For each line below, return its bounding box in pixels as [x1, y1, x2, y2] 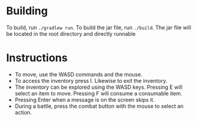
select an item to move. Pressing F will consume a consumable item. [14, 89, 183, 97]
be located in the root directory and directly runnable [6, 30, 136, 37]
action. [14, 108, 32, 116]
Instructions [6, 51, 68, 65]
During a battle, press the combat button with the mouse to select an [14, 103, 184, 110]
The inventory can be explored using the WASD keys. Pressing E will [14, 83, 183, 91]
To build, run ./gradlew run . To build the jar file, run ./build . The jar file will [6, 24, 192, 31]
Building [6, 4, 48, 18]
